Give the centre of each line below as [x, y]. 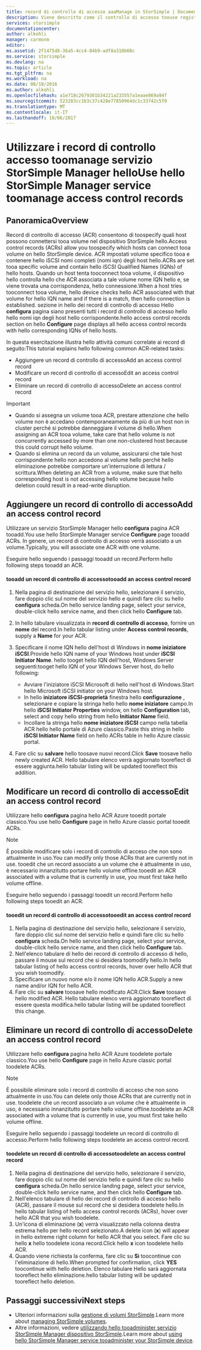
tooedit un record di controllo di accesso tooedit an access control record [99, 915]
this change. [30, 1011]
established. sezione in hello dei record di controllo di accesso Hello [90, 305]
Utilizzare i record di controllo [81, 147]
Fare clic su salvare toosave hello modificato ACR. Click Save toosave [100, 992]
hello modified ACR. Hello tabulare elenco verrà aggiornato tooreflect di [103, 998]
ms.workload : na [26, 79]
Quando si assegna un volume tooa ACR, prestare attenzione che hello [102, 415]
